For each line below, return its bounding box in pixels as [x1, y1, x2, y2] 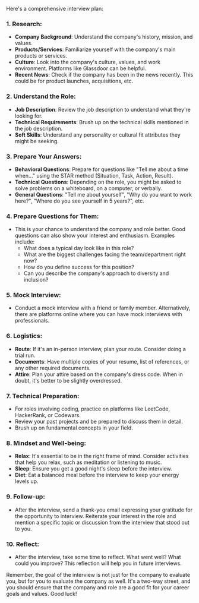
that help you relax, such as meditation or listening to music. [14, 459, 162, 466]
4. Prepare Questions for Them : [6, 212, 99, 220]
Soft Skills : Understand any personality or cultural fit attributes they [14, 131, 181, 138]
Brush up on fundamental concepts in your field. [14, 424, 134, 431]
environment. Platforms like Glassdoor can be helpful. [14, 65, 147, 72]
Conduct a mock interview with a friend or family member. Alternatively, [14, 304, 191, 311]
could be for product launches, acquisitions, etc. [14, 77, 134, 85]
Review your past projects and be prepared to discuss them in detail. [14, 418, 183, 425]
